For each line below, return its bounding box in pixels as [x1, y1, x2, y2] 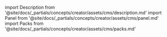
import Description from [5, 5, 55, 10]
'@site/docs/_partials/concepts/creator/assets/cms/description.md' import [5, 10, 162, 16]
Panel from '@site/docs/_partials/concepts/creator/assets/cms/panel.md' [5, 15, 159, 21]
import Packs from [5, 20, 44, 26]
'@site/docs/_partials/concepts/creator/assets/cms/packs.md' [5, 26, 136, 32]
